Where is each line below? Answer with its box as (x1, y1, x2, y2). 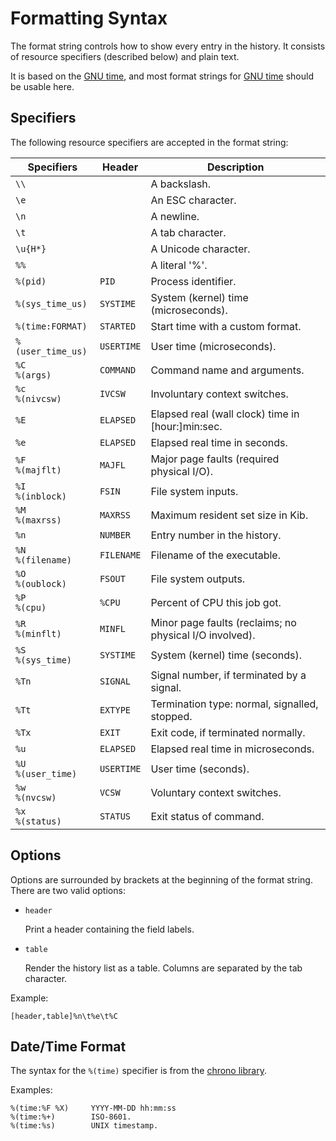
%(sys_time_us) (15, 298, 88, 309)
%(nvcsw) (15, 792, 57, 803)
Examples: (10, 1084, 53, 1096)
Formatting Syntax (10, 7, 168, 30)
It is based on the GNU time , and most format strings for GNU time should (10, 70, 314, 82)
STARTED (99, 320, 137, 332)
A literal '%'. (150, 258, 208, 272)
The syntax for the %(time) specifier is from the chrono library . (10, 1065, 267, 1077)
